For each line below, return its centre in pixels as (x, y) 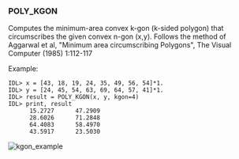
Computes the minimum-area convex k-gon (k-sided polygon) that (116, 28)
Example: (23, 69)
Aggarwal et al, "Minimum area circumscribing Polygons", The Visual (120, 45)
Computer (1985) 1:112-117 (50, 54)
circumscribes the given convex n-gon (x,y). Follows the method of (117, 36)
